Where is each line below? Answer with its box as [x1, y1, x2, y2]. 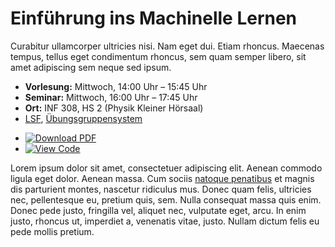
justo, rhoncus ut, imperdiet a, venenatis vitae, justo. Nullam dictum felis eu [10, 215, 320, 227]
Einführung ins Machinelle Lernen [10, 7, 298, 30]
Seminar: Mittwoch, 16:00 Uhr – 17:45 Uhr [24, 91, 198, 103]
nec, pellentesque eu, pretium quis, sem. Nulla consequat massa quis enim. [10, 193, 322, 206]
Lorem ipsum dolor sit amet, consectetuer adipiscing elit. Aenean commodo [10, 162, 323, 174]
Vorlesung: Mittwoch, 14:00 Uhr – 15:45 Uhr [24, 80, 208, 92]
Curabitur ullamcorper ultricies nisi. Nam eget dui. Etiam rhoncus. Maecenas [10, 40, 325, 52]
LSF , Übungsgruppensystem [24, 112, 143, 124]
